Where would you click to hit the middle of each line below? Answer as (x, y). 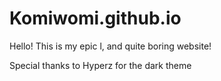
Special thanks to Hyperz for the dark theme (100, 65)
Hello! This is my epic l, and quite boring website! (110, 46)
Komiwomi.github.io (95, 18)
